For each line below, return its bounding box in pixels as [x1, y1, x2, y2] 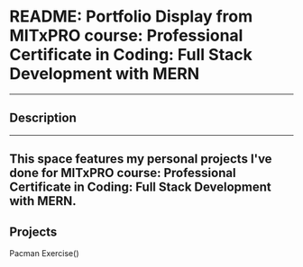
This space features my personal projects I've [9, 151, 272, 167]
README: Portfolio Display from [9, 6, 253, 27]
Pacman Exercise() [9, 247, 79, 258]
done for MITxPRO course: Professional [9, 165, 236, 181]
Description [9, 111, 77, 126]
